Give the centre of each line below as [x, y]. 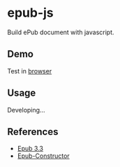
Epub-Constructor [43, 156]
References [33, 132]
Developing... [26, 110]
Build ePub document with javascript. [61, 32]
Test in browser [30, 71]
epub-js [30, 13]
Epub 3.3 [30, 149]
